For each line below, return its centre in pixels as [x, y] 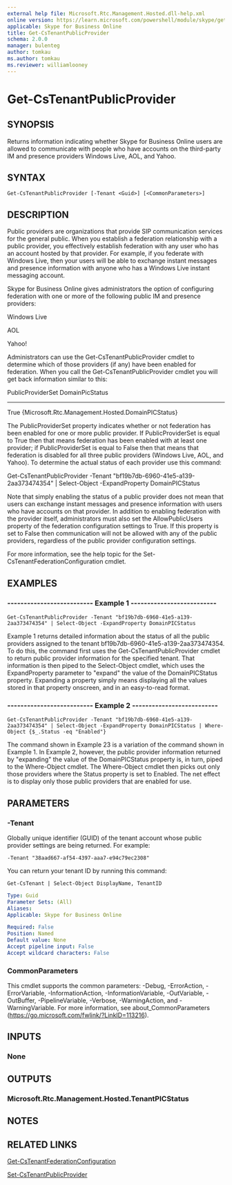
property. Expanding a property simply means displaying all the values [107, 680]
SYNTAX [27, 178]
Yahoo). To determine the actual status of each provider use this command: [115, 463]
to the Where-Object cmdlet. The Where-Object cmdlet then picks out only [114, 767]
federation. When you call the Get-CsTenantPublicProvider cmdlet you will [113, 372]
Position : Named [30, 934]
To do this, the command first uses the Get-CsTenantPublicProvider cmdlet [114, 651]
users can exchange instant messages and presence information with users [115, 504]
